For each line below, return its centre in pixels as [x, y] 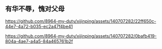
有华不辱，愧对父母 [35, 9]
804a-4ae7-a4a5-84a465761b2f [39, 41]
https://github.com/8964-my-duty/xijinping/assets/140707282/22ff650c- [81, 21]
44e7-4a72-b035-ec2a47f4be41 [39, 26]
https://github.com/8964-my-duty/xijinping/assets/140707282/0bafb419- [81, 36]
